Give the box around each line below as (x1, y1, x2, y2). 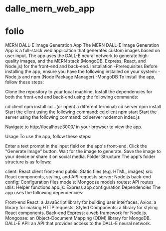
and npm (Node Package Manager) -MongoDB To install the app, (22, 74, 156, 80)
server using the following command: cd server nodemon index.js (5, 114, 140, 120)
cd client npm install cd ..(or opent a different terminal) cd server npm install (5, 104, 162, 110)
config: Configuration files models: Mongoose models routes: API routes (5, 179, 154, 185)
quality (5, 58, 19, 64)
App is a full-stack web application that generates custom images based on (5, 48, 161, 54)
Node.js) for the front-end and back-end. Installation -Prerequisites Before (5, 63, 158, 70)
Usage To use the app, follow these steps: (5, 134, 92, 140)
